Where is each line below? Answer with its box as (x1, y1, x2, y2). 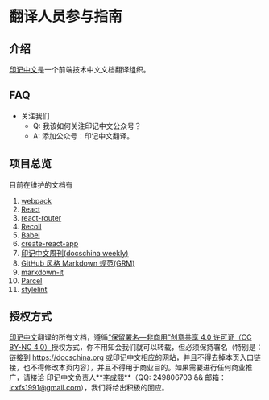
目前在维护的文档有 (9, 179, 73, 189)
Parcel (20, 275, 43, 286)
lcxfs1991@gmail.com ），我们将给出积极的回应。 (9, 383, 169, 393)
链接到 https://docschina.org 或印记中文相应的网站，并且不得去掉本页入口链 (9, 353, 261, 362)
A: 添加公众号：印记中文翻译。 (32, 130, 134, 141)
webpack (20, 196, 52, 205)
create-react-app (20, 238, 79, 248)
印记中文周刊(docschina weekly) (20, 248, 129, 258)
